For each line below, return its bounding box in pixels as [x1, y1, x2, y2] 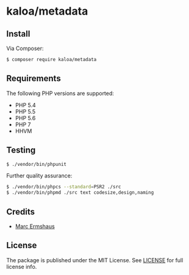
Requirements [6, 73, 61, 84]
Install [6, 29, 30, 39]
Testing [6, 145, 36, 155]
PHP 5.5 [15, 108, 36, 115]
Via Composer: [6, 45, 44, 52]
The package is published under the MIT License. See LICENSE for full [6, 256, 184, 263]
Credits [6, 206, 35, 217]
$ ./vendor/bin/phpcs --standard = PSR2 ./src [6, 184, 121, 190]
